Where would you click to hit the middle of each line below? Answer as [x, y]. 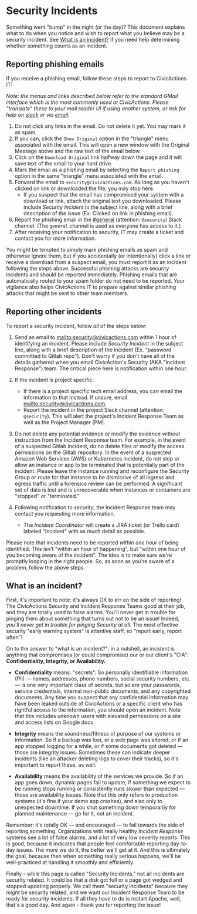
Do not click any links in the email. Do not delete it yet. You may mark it [100, 126]
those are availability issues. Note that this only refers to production [96, 795]
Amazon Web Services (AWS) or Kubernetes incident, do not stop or [97, 458]
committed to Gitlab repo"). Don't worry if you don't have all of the [94, 356]
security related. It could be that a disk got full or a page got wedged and [94, 880]
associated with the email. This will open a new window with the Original [102, 144]
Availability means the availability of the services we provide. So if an [99, 776]
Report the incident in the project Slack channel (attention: [94, 409]
